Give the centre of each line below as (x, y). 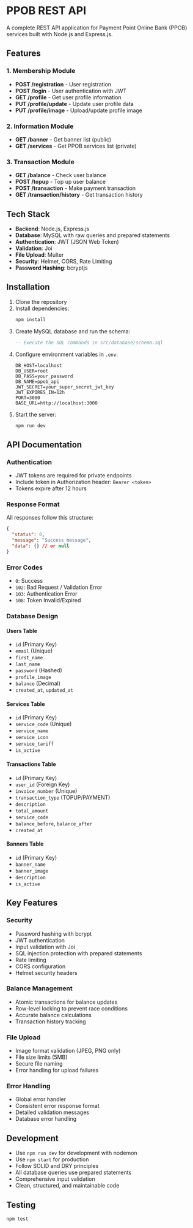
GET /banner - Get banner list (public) (63, 139)
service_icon (32, 738)
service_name (32, 731)
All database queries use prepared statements (73, 1173)
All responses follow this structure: (50, 518)
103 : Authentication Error (46, 594)
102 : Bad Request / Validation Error (59, 587)
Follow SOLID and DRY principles (57, 1166)
